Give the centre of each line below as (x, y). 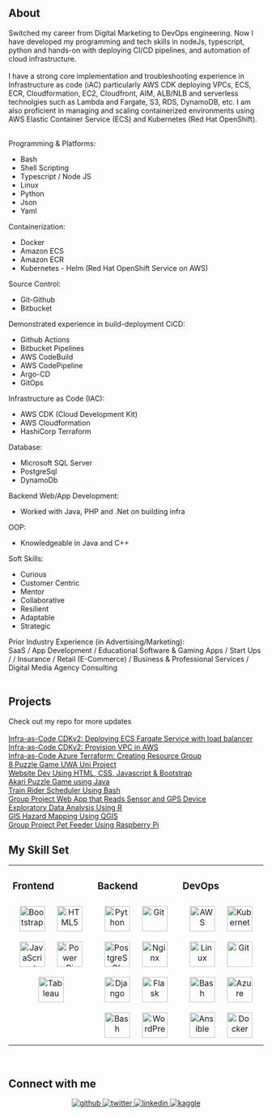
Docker (32, 242)
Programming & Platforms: (52, 143)
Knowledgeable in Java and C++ (74, 543)
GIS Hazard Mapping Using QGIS (64, 816)
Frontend (34, 886)
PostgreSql (38, 471)
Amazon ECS (42, 251)
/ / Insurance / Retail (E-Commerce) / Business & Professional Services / (129, 659)
